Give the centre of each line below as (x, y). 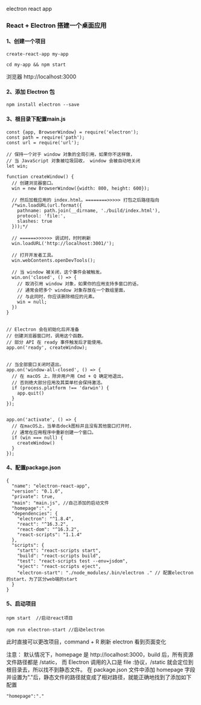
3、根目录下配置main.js (36, 119)
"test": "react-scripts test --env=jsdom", (73, 561)
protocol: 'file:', (42, 216)
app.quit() (31, 393)
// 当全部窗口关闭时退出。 (35, 365)
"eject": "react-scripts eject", (59, 566)
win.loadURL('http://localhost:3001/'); (63, 243)
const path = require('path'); (46, 137)
